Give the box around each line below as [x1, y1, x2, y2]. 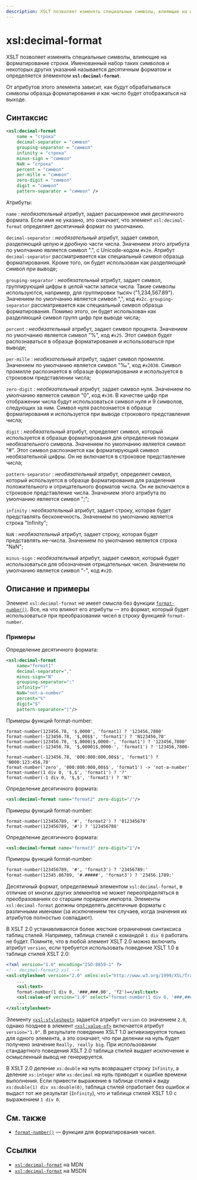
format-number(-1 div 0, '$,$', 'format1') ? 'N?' [6, 775, 133, 781]
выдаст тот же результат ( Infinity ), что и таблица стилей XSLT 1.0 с [6, 1090, 177, 1097]
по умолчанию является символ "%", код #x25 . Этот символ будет [6, 331, 172, 338]
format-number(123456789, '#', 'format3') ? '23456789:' [6, 867, 148, 873]
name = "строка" [16, 134, 57, 140]
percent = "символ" [16, 167, 64, 172]
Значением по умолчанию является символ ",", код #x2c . [6, 295, 148, 302]
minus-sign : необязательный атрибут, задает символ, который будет [6, 554, 179, 561]
